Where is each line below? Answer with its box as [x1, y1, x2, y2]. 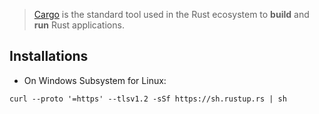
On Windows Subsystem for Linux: [23, 74, 167, 86]
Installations [9, 48, 89, 65]
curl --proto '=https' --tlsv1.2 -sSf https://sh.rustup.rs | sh [9, 94, 287, 104]
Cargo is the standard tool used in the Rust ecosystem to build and [33, 9, 310, 20]
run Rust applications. [33, 19, 125, 31]
